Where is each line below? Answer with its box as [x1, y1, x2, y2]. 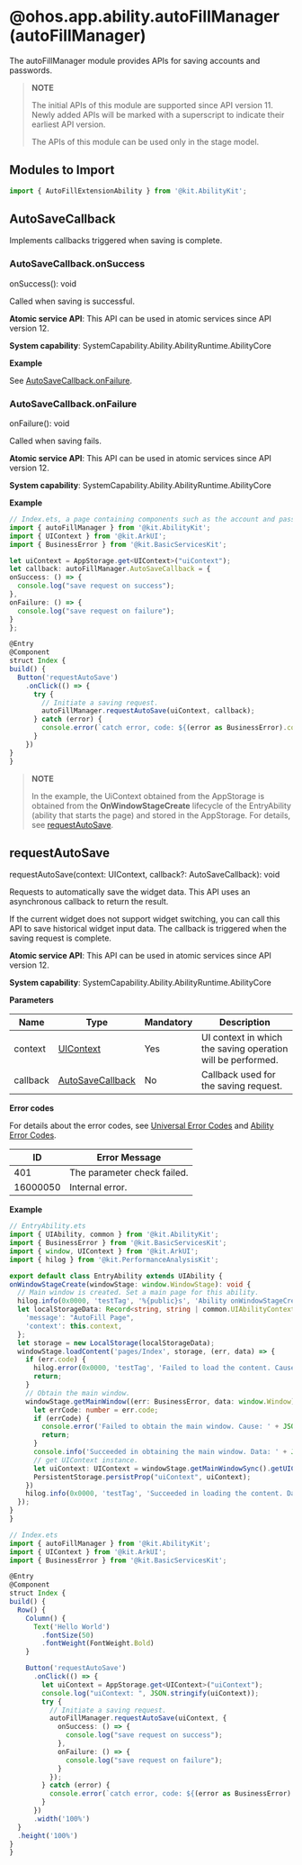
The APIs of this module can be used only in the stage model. [31, 136, 260, 147]
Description [218, 1016, 271, 1029]
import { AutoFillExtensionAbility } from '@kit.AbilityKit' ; [9, 186, 247, 196]
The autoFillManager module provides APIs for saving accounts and [9, 55, 261, 66]
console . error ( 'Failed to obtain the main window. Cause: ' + [41, 1422, 280, 1432]
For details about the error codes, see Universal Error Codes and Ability [9, 1120, 274, 1132]
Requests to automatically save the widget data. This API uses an [9, 887, 251, 897]
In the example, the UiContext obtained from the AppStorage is [31, 790, 265, 801]
